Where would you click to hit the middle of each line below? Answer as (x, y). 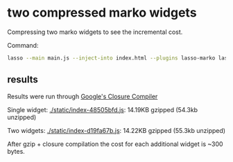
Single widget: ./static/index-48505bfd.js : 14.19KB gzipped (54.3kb (103, 109)
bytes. (16, 151)
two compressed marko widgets (102, 13)
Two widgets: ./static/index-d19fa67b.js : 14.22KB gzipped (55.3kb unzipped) (116, 130)
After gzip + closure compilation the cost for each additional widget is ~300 (115, 144)
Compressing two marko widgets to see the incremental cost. (95, 32)
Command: (23, 45)
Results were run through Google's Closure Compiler (83, 96)
